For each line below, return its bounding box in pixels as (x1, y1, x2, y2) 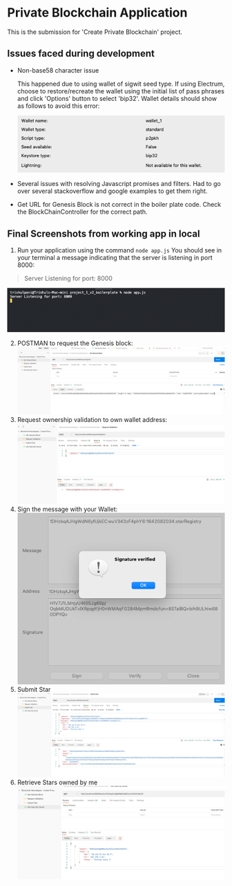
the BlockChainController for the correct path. (17, 207, 148, 216)
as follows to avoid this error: (17, 102, 100, 110)
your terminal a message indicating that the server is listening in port (17, 254, 213, 262)
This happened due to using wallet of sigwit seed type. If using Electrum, (17, 80, 225, 88)
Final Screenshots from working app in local (7, 228, 200, 239)
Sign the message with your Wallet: (17, 505, 118, 513)
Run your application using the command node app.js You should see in (17, 246, 222, 255)
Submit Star (17, 685, 51, 693)
